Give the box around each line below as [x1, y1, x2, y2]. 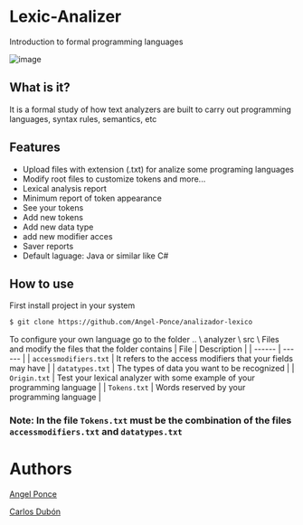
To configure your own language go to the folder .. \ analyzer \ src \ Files [9, 334, 280, 345]
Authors [9, 459, 72, 480]
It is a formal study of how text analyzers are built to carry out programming [9, 104, 292, 115]
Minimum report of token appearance [22, 192, 163, 203]
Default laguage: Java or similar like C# [22, 250, 169, 261]
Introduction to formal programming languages [9, 36, 184, 47]
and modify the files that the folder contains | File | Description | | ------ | [9, 343, 281, 354]
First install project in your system [9, 300, 136, 311]
